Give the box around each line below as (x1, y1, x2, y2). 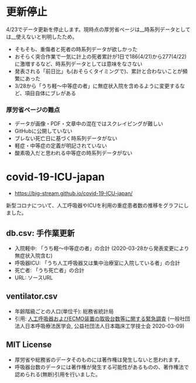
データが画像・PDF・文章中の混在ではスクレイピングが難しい (14, 120, 164, 127)
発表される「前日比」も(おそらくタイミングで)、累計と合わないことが (14, 67, 183, 74)
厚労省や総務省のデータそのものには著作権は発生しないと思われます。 (14, 356, 183, 363)
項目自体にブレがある (25, 89, 77, 97)
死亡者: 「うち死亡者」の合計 (14, 266, 85, 273)
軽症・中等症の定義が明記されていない (14, 142, 107, 150)
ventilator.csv (6, 292, 58, 301)
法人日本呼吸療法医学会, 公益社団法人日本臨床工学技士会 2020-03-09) (14, 322, 185, 329)
